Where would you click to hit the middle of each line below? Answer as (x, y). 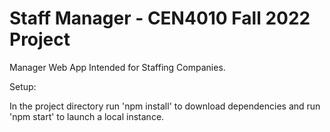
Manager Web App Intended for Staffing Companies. (117, 67)
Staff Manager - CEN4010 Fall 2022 (160, 18)
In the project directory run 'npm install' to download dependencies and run (165, 106)
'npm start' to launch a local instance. (87, 116)
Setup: (23, 86)
